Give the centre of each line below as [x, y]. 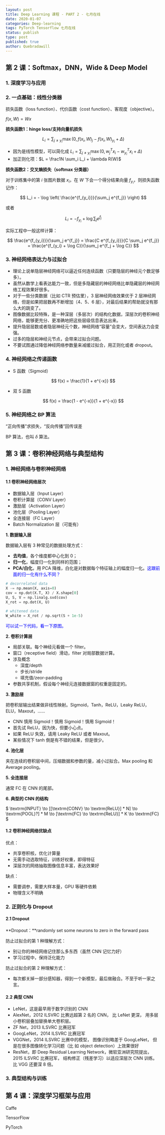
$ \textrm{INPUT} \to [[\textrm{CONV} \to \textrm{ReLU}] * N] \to [72, 808]
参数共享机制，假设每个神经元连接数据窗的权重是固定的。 [71, 684]
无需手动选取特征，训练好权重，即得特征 [54, 859]
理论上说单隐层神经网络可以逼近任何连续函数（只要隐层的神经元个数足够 [86, 271]
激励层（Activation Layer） [40, 506]
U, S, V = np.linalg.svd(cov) [37, 598]
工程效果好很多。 [34, 290]
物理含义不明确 [28, 893]
